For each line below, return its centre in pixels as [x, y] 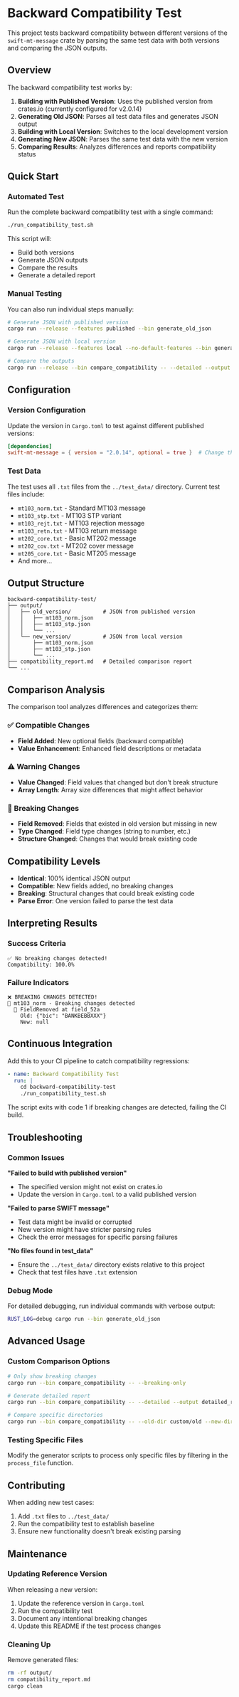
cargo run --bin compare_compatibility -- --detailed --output [103, 1403]
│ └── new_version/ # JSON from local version [95, 637]
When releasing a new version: [53, 1589]
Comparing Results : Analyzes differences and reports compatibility [117, 147]
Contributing [36, 1485]
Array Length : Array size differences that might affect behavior [110, 789]
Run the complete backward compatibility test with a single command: [110, 212]
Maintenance [37, 1554]
